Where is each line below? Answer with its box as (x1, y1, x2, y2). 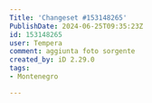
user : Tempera (9, 38, 63, 48)
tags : (9, 64, 30, 73)
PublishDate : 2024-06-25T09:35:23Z (9, 22, 144, 31)
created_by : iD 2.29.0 (9, 55, 95, 64)
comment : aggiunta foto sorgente (9, 47, 136, 56)
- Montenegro (9, 72, 59, 81)
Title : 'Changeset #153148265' (9, 13, 128, 23)
